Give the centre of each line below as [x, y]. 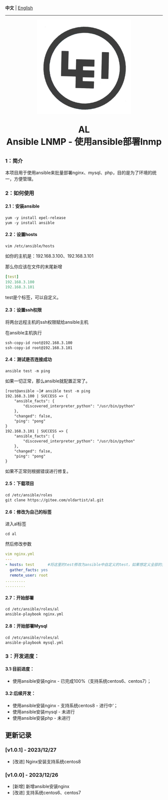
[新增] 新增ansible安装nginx [41, 786]
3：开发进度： [22, 656]
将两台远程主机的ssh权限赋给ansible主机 [47, 322]
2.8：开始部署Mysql [26, 626]
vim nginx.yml [20, 554]
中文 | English [19, 8]
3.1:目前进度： [20, 669]
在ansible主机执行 [24, 332]
